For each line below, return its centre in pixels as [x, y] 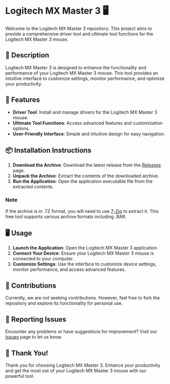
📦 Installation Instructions [48, 150]
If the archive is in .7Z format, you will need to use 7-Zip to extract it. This [82, 211]
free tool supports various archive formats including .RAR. [66, 216]
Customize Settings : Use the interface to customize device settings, [84, 264]
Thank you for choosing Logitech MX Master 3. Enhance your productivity [83, 365]
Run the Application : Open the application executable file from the [82, 181]
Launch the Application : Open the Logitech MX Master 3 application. [86, 248]
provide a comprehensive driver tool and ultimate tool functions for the [79, 34]
